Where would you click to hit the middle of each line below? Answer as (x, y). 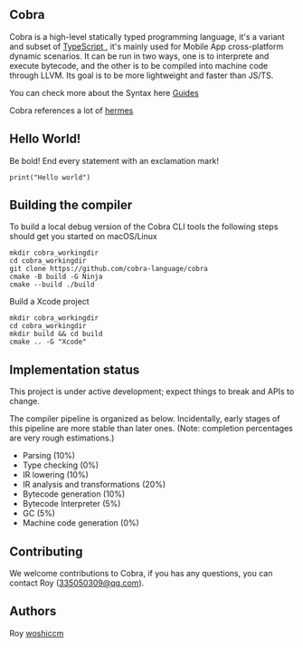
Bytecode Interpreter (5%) (71, 504)
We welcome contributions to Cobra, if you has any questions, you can (141, 574)
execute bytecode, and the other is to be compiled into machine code (139, 65)
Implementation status (75, 369)
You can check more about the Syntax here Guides (104, 92)
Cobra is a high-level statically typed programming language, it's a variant (147, 36)
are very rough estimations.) (62, 438)
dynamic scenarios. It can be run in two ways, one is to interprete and (139, 56)
